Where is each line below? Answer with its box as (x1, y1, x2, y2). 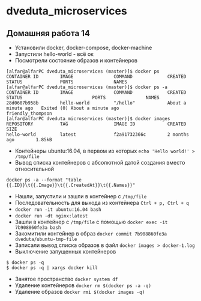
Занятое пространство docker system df (14, 275, 118, 282)
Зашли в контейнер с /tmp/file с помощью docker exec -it (14, 218, 168, 225)
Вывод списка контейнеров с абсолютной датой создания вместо (14, 159, 185, 166)
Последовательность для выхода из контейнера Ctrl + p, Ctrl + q (14, 199, 190, 206)
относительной (14, 165, 55, 172)
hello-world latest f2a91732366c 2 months (6, 132, 189, 138)
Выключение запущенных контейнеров (14, 248, 116, 255)
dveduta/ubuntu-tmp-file (14, 236, 77, 242)
